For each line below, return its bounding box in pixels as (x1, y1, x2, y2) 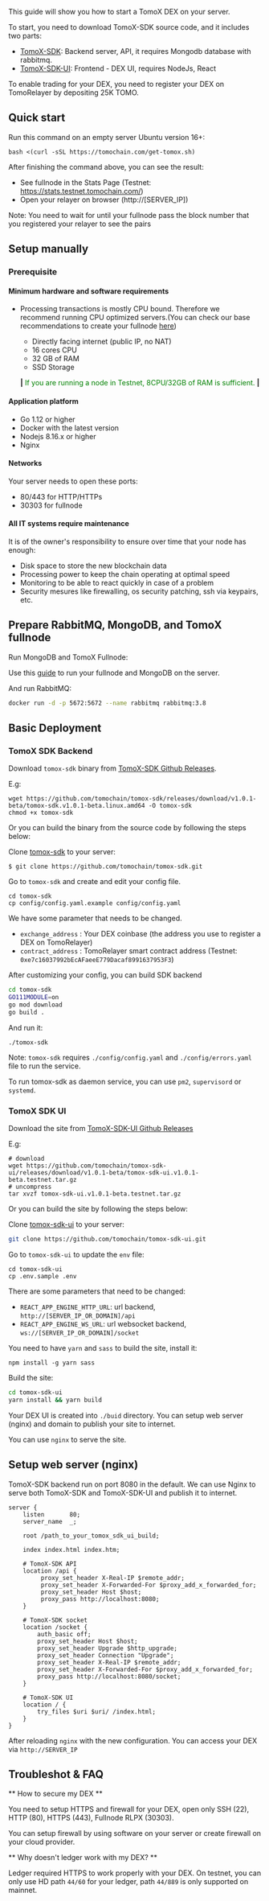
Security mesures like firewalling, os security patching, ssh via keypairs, (19, 586, 259, 596)
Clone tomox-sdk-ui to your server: (8, 1220, 124, 1229)
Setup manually (8, 242, 89, 256)
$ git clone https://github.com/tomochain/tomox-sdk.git (8, 862, 203, 871)
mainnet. (8, 1886, 38, 1895)
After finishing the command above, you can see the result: (8, 162, 205, 171)
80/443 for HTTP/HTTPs (19, 492, 103, 501)
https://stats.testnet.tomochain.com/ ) (19, 186, 144, 195)
